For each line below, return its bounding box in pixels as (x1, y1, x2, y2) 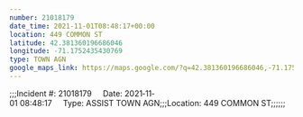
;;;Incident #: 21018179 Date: (9, 87, 124, 99)
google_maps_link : (9, 64, 78, 73)
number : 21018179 (9, 13, 75, 22)
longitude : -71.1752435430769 (9, 47, 124, 56)
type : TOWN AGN (9, 55, 67, 64)
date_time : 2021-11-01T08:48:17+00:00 (9, 22, 155, 31)
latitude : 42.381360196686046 (9, 38, 124, 48)
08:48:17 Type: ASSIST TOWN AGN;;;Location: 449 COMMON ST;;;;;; (19, 97, 286, 108)
